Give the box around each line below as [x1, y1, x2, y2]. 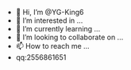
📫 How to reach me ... [15, 42, 90, 50]
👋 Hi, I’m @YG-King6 [15, 8, 84, 17]
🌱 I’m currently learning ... [15, 24, 101, 33]
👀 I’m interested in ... [15, 16, 83, 25]
